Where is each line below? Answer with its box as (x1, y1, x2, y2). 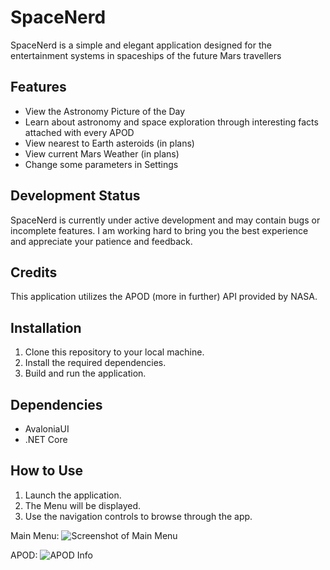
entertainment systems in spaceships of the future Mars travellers (10, 49, 282, 61)
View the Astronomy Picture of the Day (24, 105, 186, 117)
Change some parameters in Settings (24, 158, 179, 170)
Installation (10, 319, 82, 336)
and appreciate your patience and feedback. (10, 235, 193, 247)
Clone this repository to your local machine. (24, 346, 205, 358)
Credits (10, 264, 58, 281)
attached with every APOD (24, 126, 135, 138)
